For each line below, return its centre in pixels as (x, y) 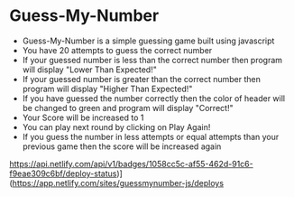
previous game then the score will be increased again (122, 146)
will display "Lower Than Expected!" (90, 70)
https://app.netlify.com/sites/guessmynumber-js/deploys (118, 183)
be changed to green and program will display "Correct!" (128, 108)
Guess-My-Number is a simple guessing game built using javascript (148, 41)
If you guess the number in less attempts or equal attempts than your (151, 136)
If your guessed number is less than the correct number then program (152, 60)
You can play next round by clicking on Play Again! (116, 127)
